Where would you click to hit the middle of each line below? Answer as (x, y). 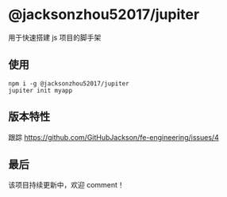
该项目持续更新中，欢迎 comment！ (66, 185)
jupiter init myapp (40, 90)
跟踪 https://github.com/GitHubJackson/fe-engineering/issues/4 (114, 137)
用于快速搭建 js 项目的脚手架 (55, 37)
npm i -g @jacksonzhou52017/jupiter (69, 83)
